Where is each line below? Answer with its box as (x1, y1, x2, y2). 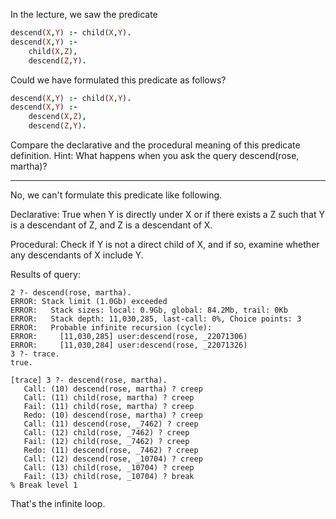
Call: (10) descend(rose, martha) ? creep (23, 384, 203, 394)
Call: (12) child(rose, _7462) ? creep (23, 428, 190, 438)
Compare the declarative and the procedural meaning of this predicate (10, 139, 301, 151)
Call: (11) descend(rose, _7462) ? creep (23, 419, 199, 429)
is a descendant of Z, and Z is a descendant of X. (10, 219, 213, 231)
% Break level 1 (10, 480, 78, 490)
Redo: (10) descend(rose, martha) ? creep (23, 410, 203, 420)
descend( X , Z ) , (28, 112, 87, 122)
